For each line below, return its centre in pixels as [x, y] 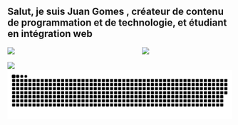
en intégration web [50, 34]
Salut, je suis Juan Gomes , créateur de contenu [116, 12]
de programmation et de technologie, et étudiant [117, 23]
